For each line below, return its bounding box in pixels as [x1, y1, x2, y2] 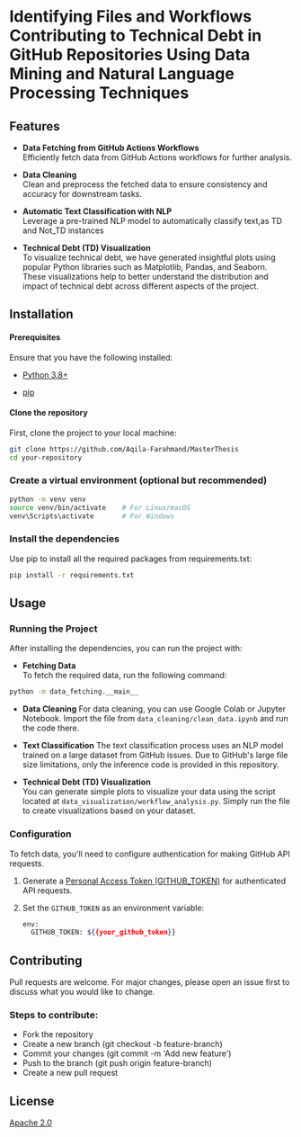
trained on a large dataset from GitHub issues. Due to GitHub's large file [22, 749, 288, 761]
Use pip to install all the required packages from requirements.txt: [9, 553, 252, 564]
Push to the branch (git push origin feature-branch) [22, 1058, 213, 1069]
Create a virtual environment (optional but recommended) [9, 474, 268, 487]
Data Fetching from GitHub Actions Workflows [22, 142, 199, 153]
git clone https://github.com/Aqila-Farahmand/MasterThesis [9, 444, 240, 453]
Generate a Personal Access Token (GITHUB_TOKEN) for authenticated [22, 875, 287, 886]
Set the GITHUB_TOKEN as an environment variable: [22, 902, 205, 913]
